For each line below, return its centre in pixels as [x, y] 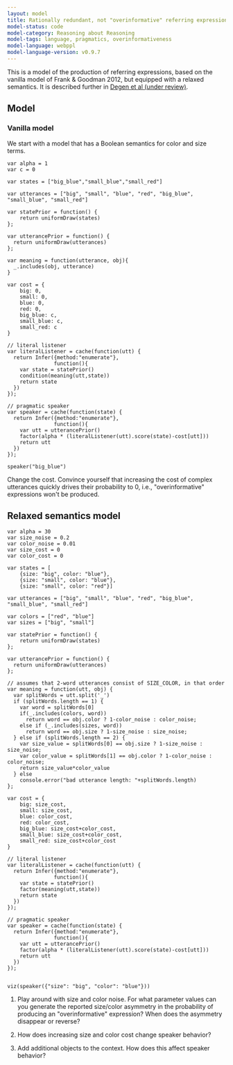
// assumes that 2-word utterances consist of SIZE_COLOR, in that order [116, 683]
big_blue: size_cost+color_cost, [68, 829]
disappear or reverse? [49, 1021]
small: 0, [34, 297]
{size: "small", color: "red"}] [66, 586]
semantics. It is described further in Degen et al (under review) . [98, 87]
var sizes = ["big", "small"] [51, 623]
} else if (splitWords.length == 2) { [70, 738]
